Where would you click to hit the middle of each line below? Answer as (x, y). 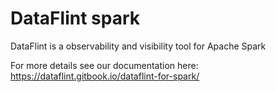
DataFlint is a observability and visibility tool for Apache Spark (138, 46)
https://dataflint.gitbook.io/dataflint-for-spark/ (105, 76)
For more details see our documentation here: (104, 65)
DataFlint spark (75, 18)
